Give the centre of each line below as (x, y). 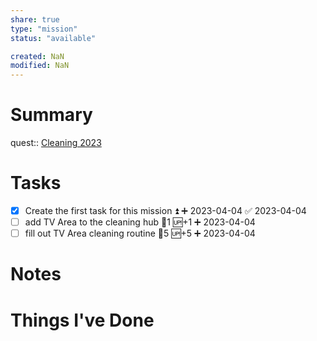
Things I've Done (82, 320)
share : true (35, 19)
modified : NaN (40, 66)
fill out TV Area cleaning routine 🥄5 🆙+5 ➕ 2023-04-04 (140, 233)
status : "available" (53, 38)
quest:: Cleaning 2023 (56, 143)
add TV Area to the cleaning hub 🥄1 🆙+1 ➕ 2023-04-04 (140, 222)
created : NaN (37, 56)
